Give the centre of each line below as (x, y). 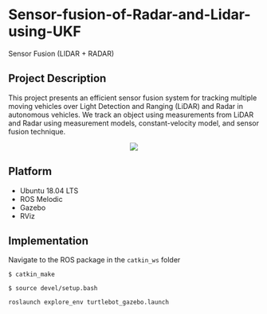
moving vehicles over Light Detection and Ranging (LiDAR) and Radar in (126, 106)
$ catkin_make (32, 275)
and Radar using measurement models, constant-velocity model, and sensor (134, 123)
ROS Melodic (41, 199)
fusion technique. (37, 131)
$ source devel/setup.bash (53, 289)
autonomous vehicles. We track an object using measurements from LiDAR (131, 114)
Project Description (57, 78)
